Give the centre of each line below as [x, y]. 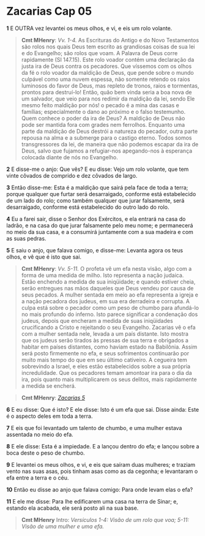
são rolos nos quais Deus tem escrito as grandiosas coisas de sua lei [108, 47]
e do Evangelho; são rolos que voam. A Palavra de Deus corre [99, 53]
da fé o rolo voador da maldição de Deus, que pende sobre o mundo [107, 72]
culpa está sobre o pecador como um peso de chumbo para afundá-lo [110, 308]
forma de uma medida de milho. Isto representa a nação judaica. [102, 275]
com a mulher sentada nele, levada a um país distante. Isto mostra [105, 334]
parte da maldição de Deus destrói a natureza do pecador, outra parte [109, 131]
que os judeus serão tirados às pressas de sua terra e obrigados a [105, 340]
